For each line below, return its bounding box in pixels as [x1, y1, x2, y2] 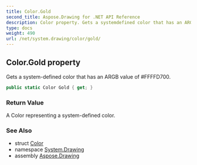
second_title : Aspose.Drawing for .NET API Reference [6, 14, 141, 20]
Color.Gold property [6, 58, 81, 68]
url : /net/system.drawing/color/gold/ [6, 36, 101, 42]
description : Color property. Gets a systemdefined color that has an [6, 19, 182, 25]
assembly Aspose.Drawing [14, 152, 80, 159]
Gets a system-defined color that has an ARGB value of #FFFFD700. [6, 73, 171, 80]
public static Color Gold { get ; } [6, 85, 93, 90]
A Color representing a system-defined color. [6, 112, 116, 119]
